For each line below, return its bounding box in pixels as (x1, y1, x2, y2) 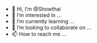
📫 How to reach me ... (11, 31, 66, 37)
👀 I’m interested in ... (11, 12, 62, 19)
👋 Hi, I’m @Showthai (11, 6, 61, 12)
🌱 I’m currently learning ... (11, 18, 75, 24)
